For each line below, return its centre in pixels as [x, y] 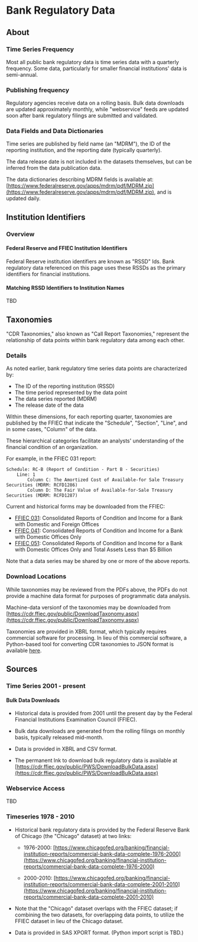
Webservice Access [35, 789]
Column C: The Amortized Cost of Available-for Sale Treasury [106, 480]
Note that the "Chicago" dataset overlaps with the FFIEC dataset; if [96, 908]
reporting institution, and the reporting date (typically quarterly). [84, 150]
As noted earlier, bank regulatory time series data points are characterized [97, 368]
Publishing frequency [38, 90]
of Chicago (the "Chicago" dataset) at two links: [73, 836]
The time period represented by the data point [71, 393]
